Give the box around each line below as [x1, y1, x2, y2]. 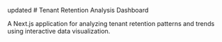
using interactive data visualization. [7, 27, 111, 35]
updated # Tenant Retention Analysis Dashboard [7, 6, 149, 14]
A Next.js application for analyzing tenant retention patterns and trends [7, 20, 215, 27]
